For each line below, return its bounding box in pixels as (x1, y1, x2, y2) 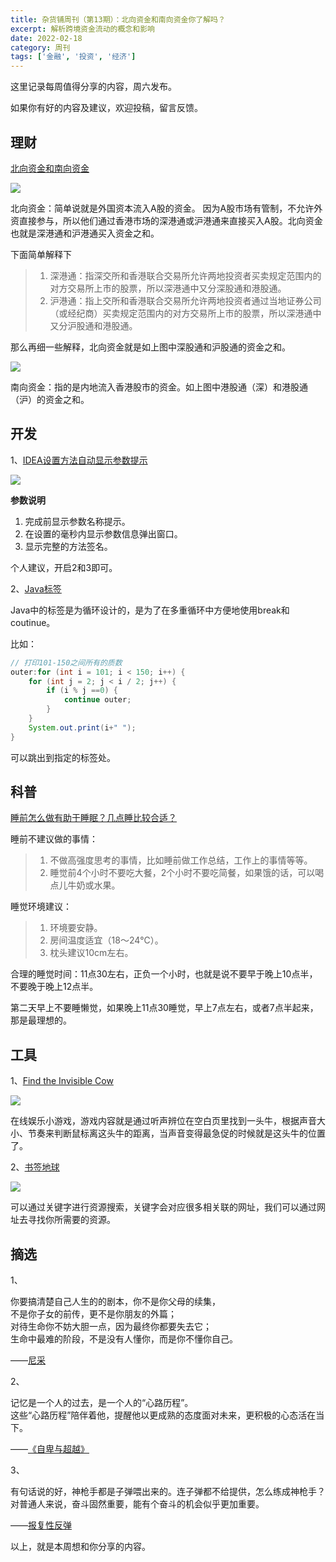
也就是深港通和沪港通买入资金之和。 (10, 227, 160, 239)
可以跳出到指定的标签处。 (10, 751, 116, 763)
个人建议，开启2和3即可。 (10, 561, 118, 573)
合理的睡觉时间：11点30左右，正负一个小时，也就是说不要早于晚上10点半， (10, 968, 318, 980)
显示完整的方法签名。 (24, 540, 113, 552)
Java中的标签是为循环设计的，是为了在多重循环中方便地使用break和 (10, 604, 290, 616)
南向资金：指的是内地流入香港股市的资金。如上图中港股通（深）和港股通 (10, 381, 308, 393)
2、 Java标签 (10, 582, 62, 595)
